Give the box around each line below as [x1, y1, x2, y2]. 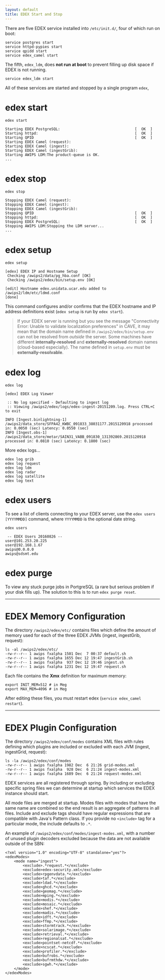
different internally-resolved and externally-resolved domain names [17, 339, 158, 345]
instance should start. [5, 790, 49, 796]
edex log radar [5, 470, 36, 475]
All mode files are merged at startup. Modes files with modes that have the [5, 800, 156, 806]
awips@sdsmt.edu [5, 551, 38, 556]
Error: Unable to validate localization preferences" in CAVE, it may [17, 324, 151, 329]
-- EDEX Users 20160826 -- [7, 534, 63, 539]
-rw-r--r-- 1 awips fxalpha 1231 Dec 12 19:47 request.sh [5, 664, 126, 669]
